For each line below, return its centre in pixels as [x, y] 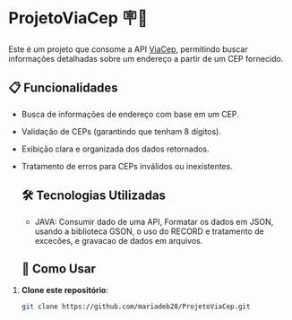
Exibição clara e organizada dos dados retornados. [115, 149]
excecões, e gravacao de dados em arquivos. [119, 240]
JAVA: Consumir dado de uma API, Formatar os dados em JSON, [154, 221]
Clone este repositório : [65, 290]
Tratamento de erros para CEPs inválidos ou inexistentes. [127, 166]
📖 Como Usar [58, 268]
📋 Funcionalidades [63, 88]
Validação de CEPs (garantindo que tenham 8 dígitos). [121, 131]
